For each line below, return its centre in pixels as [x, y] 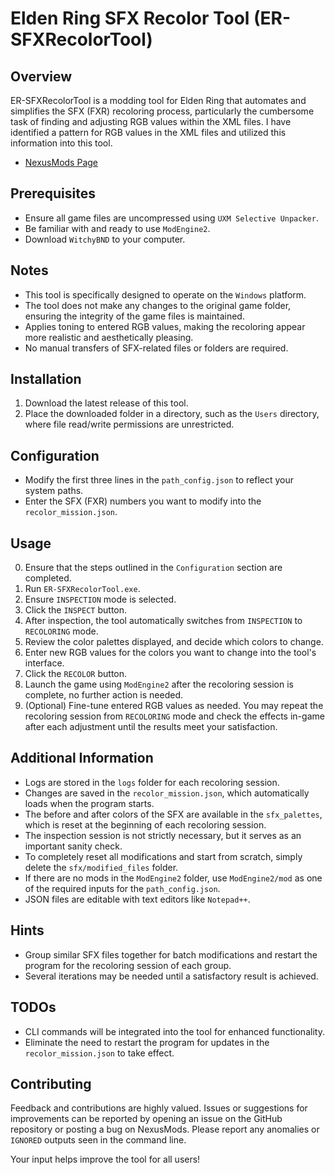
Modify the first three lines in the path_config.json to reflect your [159, 480]
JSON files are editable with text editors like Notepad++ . [137, 899]
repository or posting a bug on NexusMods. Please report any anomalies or [165, 1129]
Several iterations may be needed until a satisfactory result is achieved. [171, 976]
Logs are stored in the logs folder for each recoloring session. [152, 782]
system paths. [54, 491]
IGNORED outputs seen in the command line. [98, 1140]
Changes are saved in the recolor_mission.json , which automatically [167, 793]
